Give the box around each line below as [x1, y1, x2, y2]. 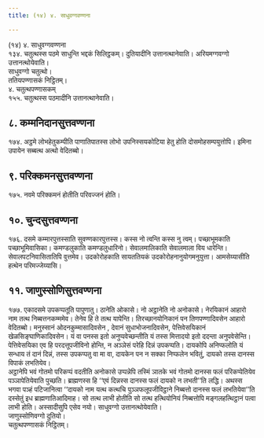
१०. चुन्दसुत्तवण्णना [8, 213, 79, 226]
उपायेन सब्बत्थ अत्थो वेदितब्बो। [8, 146, 84, 156]
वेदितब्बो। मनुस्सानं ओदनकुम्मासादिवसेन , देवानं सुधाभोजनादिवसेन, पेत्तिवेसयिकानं [8, 322, 207, 332]
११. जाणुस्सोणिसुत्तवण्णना [8, 284, 102, 297]
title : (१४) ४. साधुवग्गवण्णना [8, 11, 90, 20]
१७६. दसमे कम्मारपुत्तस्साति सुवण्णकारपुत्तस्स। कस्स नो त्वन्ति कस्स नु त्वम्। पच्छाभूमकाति [8, 234, 230, 244]
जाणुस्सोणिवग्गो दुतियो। [8, 410, 66, 421]
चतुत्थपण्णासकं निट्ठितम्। [8, 420, 69, 429]
